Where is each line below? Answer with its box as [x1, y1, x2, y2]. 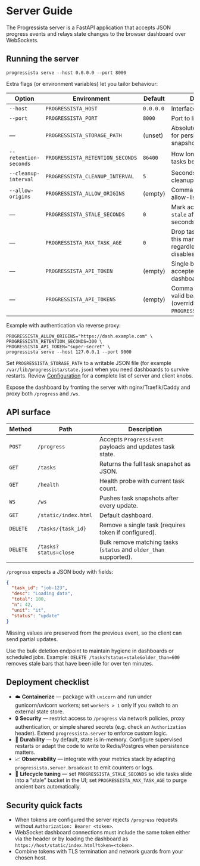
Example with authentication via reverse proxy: [6, 321, 121, 329]
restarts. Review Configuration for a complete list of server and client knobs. [6, 372, 193, 379]
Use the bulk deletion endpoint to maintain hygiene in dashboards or [6, 647, 174, 654]
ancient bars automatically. [14, 783, 82, 790]
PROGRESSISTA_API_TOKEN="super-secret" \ [6, 344, 111, 350]
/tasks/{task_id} [37, 525, 87, 532]
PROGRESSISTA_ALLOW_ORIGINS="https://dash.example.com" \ [6, 333, 153, 339]
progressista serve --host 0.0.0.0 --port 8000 [6, 70, 127, 76]
